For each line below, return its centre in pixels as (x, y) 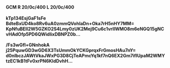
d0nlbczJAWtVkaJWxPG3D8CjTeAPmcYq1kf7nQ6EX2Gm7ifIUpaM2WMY (85, 56)
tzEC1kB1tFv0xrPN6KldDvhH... (39, 61)
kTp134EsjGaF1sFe (26, 18)
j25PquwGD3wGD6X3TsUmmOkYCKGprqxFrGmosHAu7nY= (71, 50)
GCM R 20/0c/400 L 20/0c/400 (40, 7)
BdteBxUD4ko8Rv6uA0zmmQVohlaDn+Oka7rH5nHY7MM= (70, 24)
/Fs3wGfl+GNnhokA (28, 45)
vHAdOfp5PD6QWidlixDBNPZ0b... (43, 34)
